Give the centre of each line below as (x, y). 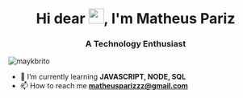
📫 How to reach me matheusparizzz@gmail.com (104, 86)
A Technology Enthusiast (136, 44)
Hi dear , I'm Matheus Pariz (136, 19)
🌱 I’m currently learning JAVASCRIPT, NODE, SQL (103, 77)
